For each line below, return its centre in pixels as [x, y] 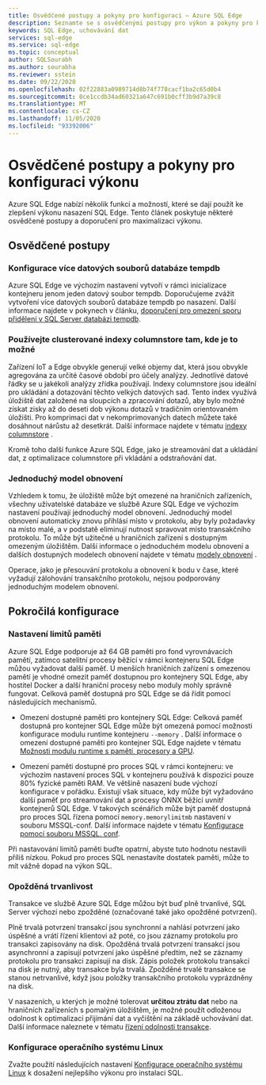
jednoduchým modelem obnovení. [64, 586]
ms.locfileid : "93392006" [51, 126]
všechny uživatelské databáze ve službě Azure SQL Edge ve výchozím [123, 504]
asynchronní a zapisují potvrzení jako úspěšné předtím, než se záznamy [125, 952]
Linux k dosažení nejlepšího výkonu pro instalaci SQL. [96, 1073]
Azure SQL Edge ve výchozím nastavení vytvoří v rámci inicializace [118, 285]
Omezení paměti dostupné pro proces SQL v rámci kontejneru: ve [126, 766]
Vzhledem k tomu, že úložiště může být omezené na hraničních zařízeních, [130, 495]
